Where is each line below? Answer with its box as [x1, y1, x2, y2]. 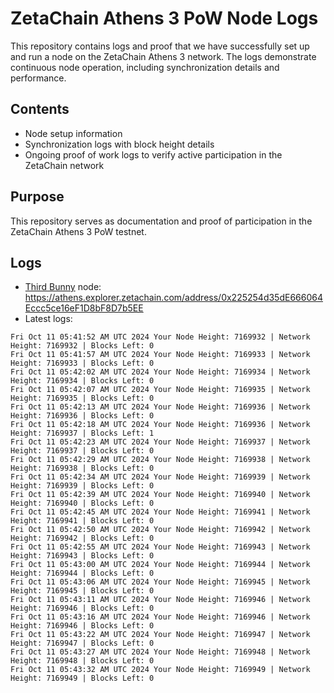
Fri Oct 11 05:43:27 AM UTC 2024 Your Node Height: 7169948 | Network [10, 647, 311, 657]
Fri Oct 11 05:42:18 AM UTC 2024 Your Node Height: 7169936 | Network [10, 420, 311, 430]
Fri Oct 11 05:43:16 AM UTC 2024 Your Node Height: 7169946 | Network [10, 612, 311, 622]
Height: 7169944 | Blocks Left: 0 [10, 568, 155, 579]
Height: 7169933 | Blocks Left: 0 [10, 358, 155, 369]
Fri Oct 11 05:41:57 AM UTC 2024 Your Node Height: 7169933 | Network [10, 350, 311, 360]
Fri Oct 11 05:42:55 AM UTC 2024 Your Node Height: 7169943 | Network [10, 542, 311, 552]
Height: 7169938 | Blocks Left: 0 [10, 463, 155, 474]
